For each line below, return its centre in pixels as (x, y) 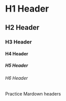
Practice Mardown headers (33, 93)
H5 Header (17, 65)
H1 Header (27, 9)
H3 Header (19, 42)
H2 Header (22, 28)
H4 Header (17, 54)
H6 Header (16, 78)
